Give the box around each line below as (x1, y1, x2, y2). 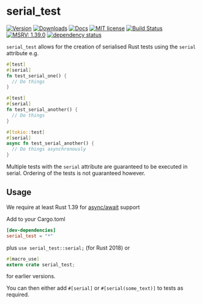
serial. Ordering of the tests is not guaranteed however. (6, 170, 146, 177)
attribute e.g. (6, 49, 39, 56)
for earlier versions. (6, 273, 56, 280)
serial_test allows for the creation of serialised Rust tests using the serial (6, 43, 196, 50)
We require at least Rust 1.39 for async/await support (6, 203, 140, 211)
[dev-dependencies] (6, 227, 56, 234)
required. (6, 291, 29, 298)
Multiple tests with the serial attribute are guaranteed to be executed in (6, 163, 188, 170)
